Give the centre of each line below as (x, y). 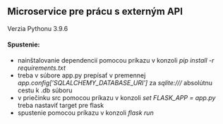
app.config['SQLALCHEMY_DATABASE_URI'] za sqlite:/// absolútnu (115, 83)
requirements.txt (41, 68)
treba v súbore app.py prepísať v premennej (82, 75)
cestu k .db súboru (45, 90)
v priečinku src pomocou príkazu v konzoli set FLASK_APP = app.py (116, 98)
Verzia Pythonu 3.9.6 (38, 28)
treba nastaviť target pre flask (61, 106)
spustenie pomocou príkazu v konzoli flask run (85, 113)
